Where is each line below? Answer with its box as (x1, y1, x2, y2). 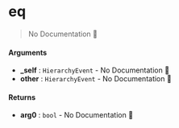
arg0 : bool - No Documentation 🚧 (19, 110, 134, 120)
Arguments (8, 47, 48, 57)
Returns (8, 92, 36, 102)
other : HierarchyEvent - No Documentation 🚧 (19, 74, 172, 84)
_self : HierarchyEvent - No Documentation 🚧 (19, 65, 170, 75)
